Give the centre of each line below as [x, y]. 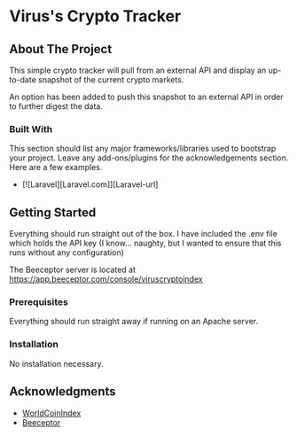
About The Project [61, 49]
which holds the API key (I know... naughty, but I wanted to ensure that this [145, 243]
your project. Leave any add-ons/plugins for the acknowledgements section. [149, 158]
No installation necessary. [56, 363]
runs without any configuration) [66, 253]
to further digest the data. [56, 106]
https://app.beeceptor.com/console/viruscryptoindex [106, 279]
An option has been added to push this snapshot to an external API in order [146, 97]
